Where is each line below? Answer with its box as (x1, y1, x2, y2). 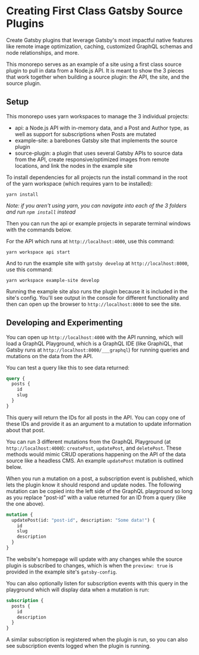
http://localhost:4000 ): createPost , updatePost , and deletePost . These (6, 444, 182, 452)
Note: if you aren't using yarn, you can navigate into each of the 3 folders (6, 202, 187, 209)
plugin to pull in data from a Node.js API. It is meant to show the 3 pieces (6, 67, 184, 74)
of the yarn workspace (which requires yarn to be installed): (6, 180, 153, 187)
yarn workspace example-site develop (6, 277, 100, 283)
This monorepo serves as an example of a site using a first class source (6, 61, 182, 68)
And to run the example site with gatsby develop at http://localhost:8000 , (6, 259, 189, 267)
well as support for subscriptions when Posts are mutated (14, 130, 156, 137)
